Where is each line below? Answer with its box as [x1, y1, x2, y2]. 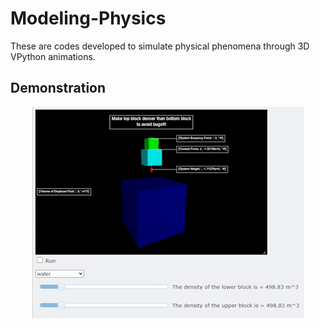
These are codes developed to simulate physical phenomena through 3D [10, 40, 310, 52]
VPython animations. [10, 50, 96, 62]
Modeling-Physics [10, 7, 167, 30]
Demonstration [10, 80, 107, 97]
